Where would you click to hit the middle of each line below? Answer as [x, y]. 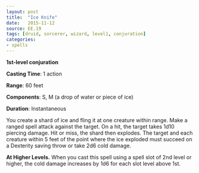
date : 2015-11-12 [31, 23]
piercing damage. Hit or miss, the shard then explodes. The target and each [99, 133]
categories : [21, 40]
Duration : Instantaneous [36, 108]
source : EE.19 [24, 28]
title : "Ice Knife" [32, 17]
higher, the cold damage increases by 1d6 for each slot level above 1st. [94, 163]
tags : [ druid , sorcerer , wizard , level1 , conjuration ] [76, 34]
